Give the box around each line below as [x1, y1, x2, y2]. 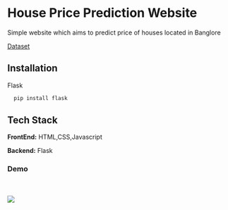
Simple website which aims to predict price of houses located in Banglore [7, 28, 221, 37]
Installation [7, 62, 58, 75]
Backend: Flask [7, 147, 53, 155]
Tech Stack [7, 114, 58, 126]
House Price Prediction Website [7, 5, 198, 21]
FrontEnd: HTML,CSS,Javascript [7, 132, 102, 142]
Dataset [7, 42, 30, 50]
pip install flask [13, 94, 68, 101]
